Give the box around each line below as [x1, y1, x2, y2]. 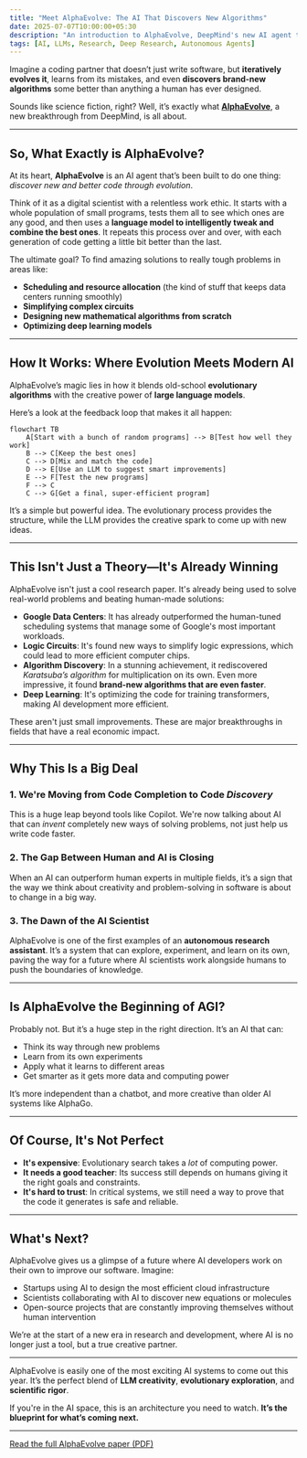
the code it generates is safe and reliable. [22, 1196, 179, 1207]
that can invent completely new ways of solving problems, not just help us [9, 819, 289, 830]
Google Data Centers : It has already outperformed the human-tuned [22, 611, 281, 622]
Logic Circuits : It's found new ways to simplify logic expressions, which [22, 640, 294, 651]
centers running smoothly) [22, 292, 123, 303]
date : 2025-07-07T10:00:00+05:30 [9, 22, 137, 31]
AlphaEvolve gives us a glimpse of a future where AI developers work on [9, 1255, 283, 1266]
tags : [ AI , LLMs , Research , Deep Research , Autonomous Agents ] [9, 38, 256, 48]
